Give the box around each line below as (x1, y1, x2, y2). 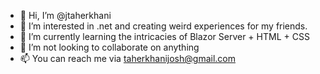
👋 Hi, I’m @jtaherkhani (19, 10, 112, 21)
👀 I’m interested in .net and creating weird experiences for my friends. (19, 20, 308, 32)
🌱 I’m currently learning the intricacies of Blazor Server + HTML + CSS (19, 31, 310, 42)
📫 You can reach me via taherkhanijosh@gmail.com (19, 53, 236, 64)
